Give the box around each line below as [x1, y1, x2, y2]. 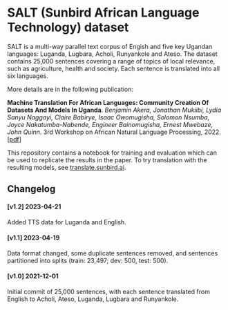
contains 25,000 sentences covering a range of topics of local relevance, [7, 57, 216, 65]
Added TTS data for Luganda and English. [7, 217, 126, 226]
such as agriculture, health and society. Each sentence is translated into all [7, 64, 220, 72]
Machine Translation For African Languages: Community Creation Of [7, 98, 209, 106]
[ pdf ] [7, 135, 22, 143]
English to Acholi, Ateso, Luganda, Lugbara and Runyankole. [7, 295, 179, 303]
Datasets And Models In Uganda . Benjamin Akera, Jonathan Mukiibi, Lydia [7, 106, 222, 114]
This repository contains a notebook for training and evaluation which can [7, 148, 218, 157]
